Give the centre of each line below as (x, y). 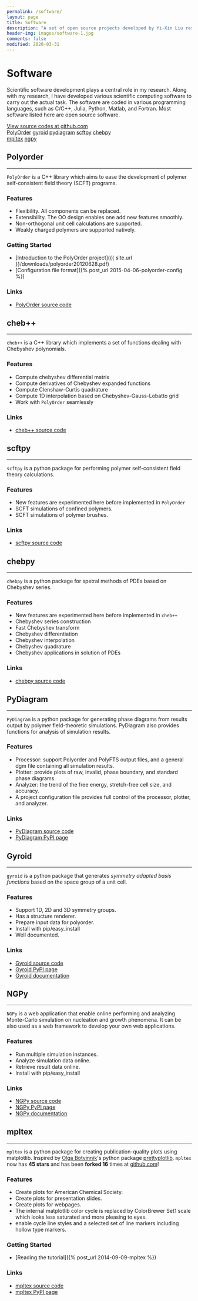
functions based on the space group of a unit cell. (67, 882)
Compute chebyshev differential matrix (62, 377)
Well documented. (37, 935)
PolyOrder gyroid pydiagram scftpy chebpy (59, 132)
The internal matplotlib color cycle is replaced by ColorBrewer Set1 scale (103, 1211)
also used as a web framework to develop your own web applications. (91, 1026)
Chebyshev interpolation (45, 640)
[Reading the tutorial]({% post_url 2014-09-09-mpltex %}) (86, 1257)
